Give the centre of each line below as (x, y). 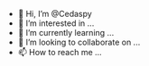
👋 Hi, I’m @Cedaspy (55, 14)
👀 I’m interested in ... (56, 23)
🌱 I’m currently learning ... (66, 33)
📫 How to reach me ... (60, 52)
